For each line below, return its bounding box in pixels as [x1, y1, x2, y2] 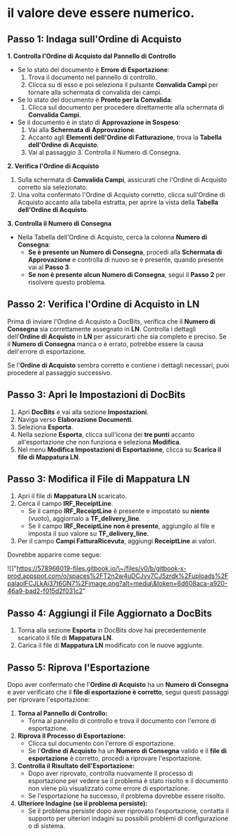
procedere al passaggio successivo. [7, 368, 113, 377]
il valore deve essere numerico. [7, 5, 195, 21]
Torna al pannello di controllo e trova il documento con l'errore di [27, 717, 216, 725]
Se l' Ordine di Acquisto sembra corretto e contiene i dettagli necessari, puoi [7, 360, 230, 369]
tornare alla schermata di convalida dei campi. [27, 88, 163, 96]
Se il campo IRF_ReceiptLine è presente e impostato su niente [27, 507, 210, 515]
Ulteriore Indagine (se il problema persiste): [17, 799, 148, 808]
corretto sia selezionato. [17, 183, 88, 192]
